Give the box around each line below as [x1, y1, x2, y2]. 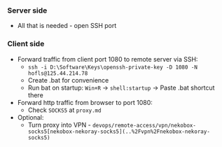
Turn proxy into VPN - [27, 120, 91, 129]
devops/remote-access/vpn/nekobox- [92, 122, 196, 129]
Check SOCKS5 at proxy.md [27, 106, 102, 114]
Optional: [17, 113, 44, 121]
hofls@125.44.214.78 [27, 69, 88, 77]
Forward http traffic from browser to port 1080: [17, 98, 153, 106]
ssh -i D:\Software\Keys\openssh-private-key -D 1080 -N [27, 64, 198, 71]
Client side [7, 39, 45, 49]
